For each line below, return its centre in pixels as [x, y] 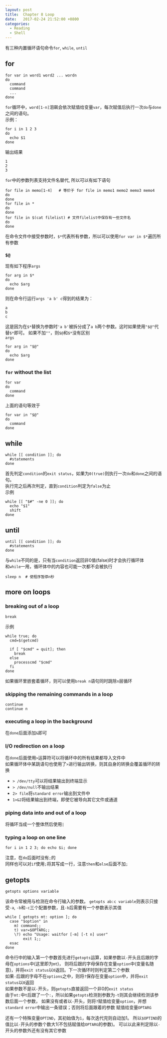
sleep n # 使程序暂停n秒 [30, 577]
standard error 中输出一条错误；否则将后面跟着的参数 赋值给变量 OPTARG [79, 1008]
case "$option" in [29, 922]
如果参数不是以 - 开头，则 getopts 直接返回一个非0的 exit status [69, 989]
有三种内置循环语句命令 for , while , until [46, 48]
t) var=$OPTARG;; [32, 930]
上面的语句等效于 [23, 405]
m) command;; [28, 926]
